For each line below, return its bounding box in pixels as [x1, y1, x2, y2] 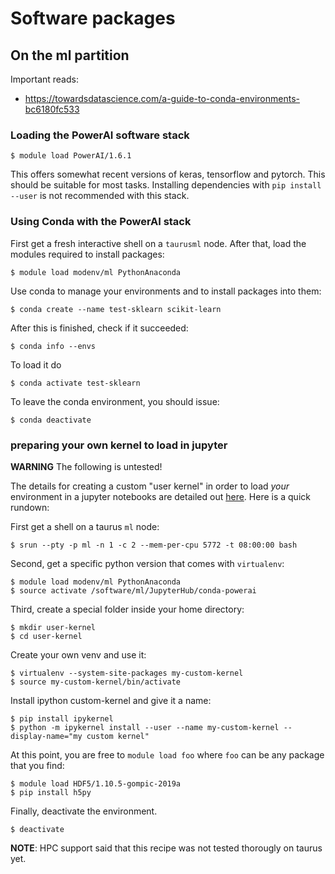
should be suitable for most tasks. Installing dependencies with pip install [10, 179, 322, 191]
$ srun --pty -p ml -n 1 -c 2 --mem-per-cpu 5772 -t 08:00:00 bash [10, 540, 298, 550]
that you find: [10, 759, 65, 771]
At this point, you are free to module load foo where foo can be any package [10, 748, 325, 761]
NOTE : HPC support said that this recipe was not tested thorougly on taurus [10, 842, 323, 854]
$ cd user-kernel [10, 631, 83, 641]
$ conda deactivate [10, 415, 92, 425]
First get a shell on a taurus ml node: [10, 520, 160, 532]
